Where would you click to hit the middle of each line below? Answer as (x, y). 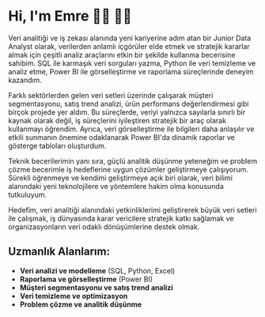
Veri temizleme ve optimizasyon (74, 296)
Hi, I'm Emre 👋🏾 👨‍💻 (70, 16)
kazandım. (25, 80)
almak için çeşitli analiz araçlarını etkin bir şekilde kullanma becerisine (122, 55)
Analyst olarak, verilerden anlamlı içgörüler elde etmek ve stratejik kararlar (129, 46)
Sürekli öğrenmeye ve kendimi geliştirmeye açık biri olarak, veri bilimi (121, 178)
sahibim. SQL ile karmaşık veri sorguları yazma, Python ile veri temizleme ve (132, 63)
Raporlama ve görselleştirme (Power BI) (86, 279)
